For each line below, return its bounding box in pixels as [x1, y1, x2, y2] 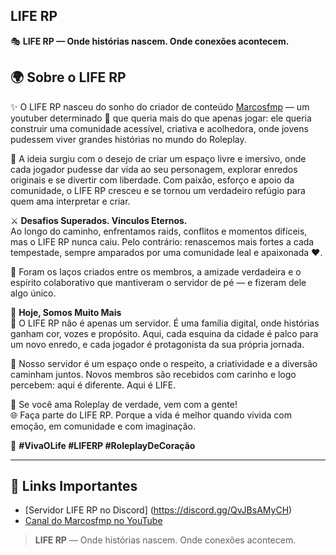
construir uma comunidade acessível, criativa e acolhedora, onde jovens [10, 122, 309, 134]
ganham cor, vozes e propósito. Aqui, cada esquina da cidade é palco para [10, 327, 319, 339]
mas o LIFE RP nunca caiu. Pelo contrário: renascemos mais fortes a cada [10, 235, 315, 248]
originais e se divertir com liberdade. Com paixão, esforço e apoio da [10, 174, 295, 186]
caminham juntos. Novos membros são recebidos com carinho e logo [10, 368, 297, 380]
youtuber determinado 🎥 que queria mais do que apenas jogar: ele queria [10, 112, 312, 124]
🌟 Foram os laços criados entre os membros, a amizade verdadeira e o [10, 265, 302, 278]
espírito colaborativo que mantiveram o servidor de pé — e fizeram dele [10, 276, 307, 288]
